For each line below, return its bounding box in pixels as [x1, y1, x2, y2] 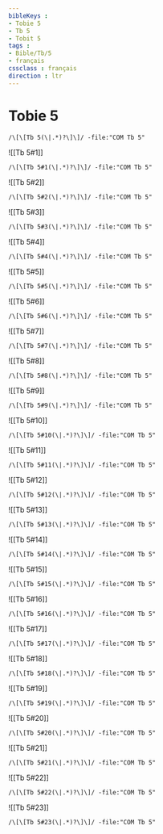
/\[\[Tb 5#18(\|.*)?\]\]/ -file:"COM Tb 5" [8, 669, 157, 677]
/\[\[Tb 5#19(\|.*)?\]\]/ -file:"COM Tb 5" [8, 699, 157, 707]
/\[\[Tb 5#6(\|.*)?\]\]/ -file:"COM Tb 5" [8, 312, 153, 320]
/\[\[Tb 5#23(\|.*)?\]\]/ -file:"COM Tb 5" [8, 818, 157, 826]
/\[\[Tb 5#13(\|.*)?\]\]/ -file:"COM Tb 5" [8, 520, 157, 529]
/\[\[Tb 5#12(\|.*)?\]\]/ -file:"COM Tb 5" [8, 490, 157, 499]
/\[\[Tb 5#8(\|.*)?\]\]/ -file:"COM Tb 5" [8, 371, 153, 379]
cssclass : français [8, 65, 78, 73]
